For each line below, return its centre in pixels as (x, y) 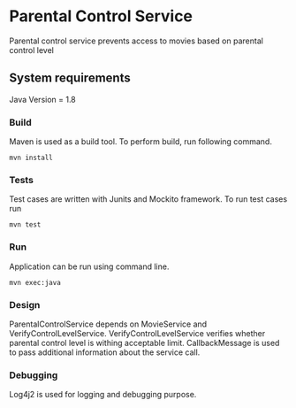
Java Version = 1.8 (43, 99)
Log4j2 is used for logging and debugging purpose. (103, 395)
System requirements (70, 78)
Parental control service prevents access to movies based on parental (136, 41)
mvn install (31, 158)
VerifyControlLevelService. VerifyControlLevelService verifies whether (137, 333)
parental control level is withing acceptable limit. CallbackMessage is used (144, 343)
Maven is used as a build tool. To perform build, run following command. (140, 142)
